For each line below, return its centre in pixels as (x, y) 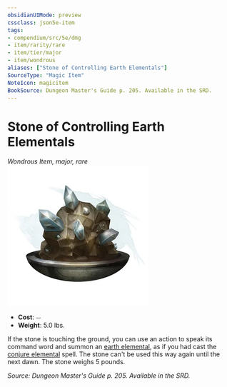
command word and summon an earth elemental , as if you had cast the (112, 347)
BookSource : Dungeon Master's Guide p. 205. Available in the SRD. (110, 90)
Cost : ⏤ (29, 317)
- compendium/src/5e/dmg (44, 38)
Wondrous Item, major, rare (47, 161)
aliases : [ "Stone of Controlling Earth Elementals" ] (87, 68)
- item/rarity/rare (36, 45)
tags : (15, 30)
